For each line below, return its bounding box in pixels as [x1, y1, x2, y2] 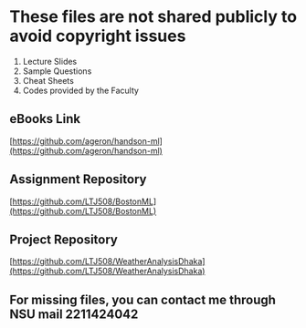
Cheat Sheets [22, 75, 75, 86]
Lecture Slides [22, 56, 78, 67]
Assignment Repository [9, 171, 147, 188]
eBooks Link [9, 111, 80, 127]
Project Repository [9, 231, 119, 247]
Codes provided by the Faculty [22, 85, 140, 96]
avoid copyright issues [9, 26, 186, 46]
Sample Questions [22, 66, 92, 77]
